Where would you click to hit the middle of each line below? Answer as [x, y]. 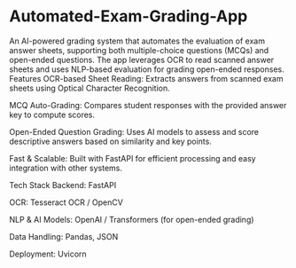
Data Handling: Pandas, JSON [64, 236]
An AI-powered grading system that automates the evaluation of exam [137, 41]
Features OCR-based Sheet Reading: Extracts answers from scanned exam [146, 78]
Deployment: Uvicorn [48, 254]
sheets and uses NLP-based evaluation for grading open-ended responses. [147, 69]
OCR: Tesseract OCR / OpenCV [66, 202]
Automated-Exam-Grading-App [129, 16]
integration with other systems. [66, 168]
